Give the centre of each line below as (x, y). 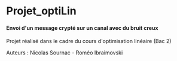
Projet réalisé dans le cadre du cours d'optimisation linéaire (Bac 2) (89, 41)
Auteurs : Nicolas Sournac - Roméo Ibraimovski (65, 53)
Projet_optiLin (41, 11)
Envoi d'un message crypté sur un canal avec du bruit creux (82, 28)
